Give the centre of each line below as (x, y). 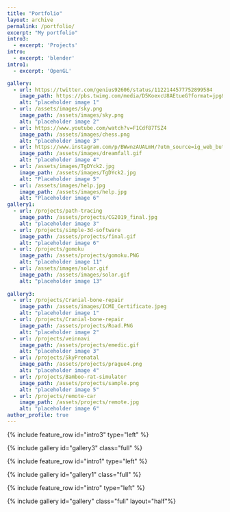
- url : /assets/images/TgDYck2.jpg (64, 166)
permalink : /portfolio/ (41, 26)
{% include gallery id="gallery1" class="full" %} (74, 474)
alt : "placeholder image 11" (61, 262)
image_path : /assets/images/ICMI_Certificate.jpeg (93, 307)
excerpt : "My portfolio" (42, 33)
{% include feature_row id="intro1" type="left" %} (77, 461)
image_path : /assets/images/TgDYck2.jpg (78, 172)
